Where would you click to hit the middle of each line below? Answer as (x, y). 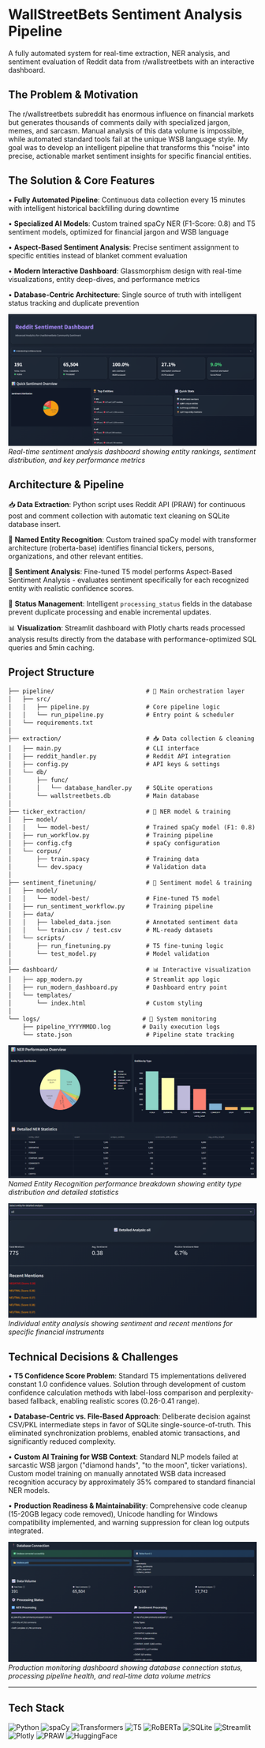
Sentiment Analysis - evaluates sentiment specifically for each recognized (129, 580)
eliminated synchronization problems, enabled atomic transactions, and (124, 1433)
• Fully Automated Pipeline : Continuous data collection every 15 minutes (127, 200)
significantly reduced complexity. (62, 1442)
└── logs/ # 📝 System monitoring (112, 1019)
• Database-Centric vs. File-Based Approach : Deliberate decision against (129, 1416)
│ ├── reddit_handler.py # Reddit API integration (119, 757)
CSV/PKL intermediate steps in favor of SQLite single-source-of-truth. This (130, 1425)
